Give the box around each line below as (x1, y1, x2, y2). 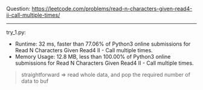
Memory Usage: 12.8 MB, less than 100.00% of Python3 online (14, 53, 171, 60)
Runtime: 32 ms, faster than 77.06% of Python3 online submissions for (14, 40, 191, 47)
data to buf (21, 77, 49, 85)
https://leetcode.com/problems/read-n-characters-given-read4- (31, 5, 193, 12)
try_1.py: (6, 29, 26, 35)
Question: (6, 5, 31, 12)
